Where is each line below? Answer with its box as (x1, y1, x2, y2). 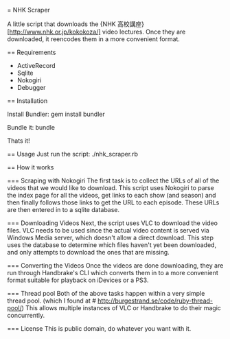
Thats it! (7, 137, 30, 145)
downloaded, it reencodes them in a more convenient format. (7, 35, 181, 43)
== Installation (7, 97, 48, 105)
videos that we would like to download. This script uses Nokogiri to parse (7, 184, 214, 191)
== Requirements (7, 48, 56, 56)
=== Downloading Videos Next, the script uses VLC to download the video (7, 219, 218, 227)
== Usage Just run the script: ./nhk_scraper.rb (7, 150, 139, 158)
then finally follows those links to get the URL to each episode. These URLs (7, 198, 220, 207)
